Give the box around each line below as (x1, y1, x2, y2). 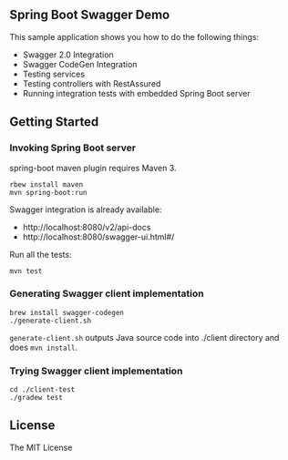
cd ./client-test (9, 385, 76, 394)
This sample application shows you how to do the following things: (9, 31, 260, 42)
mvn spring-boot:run (9, 188, 88, 197)
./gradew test (9, 394, 64, 403)
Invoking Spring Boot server (9, 141, 137, 154)
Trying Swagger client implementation (9, 364, 183, 377)
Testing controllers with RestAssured (22, 77, 161, 89)
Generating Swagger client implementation (9, 287, 204, 300)
